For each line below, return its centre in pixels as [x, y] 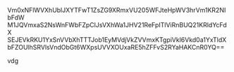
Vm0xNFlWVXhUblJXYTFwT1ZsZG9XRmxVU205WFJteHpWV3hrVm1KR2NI [117, 10]
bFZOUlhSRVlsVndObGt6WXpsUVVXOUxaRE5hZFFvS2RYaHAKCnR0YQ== [116, 47]
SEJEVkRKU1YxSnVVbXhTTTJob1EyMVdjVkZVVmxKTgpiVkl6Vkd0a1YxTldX [117, 40]
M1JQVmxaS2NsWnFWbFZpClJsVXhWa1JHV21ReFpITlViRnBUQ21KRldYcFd [117, 25]
